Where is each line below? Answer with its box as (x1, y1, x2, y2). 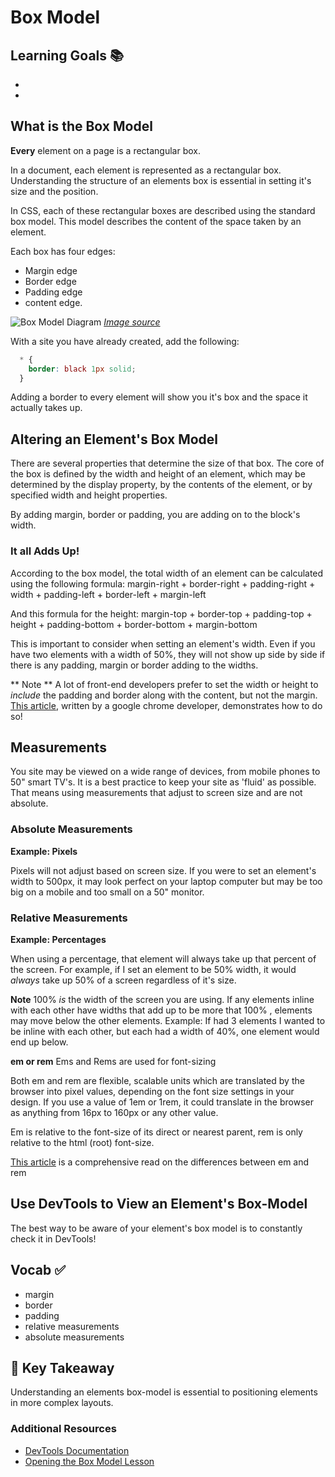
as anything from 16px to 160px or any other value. (10, 1106, 219, 1118)
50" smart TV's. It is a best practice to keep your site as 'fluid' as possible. (10, 776, 317, 788)
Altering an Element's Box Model (10, 431, 219, 448)
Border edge (24, 275, 77, 287)
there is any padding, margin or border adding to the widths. (10, 659, 259, 671)
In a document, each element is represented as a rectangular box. (10, 164, 282, 176)
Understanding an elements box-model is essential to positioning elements (10, 1386, 318, 1398)
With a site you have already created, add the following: (10, 335, 240, 347)
